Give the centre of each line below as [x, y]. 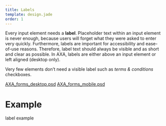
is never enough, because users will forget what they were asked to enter [81, 38]
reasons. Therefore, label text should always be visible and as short [89, 49]
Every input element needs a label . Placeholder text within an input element [83, 33]
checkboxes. [18, 75]
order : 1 [14, 19]
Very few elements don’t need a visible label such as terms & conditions [79, 69]
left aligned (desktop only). [33, 60]
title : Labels [20, 10]
